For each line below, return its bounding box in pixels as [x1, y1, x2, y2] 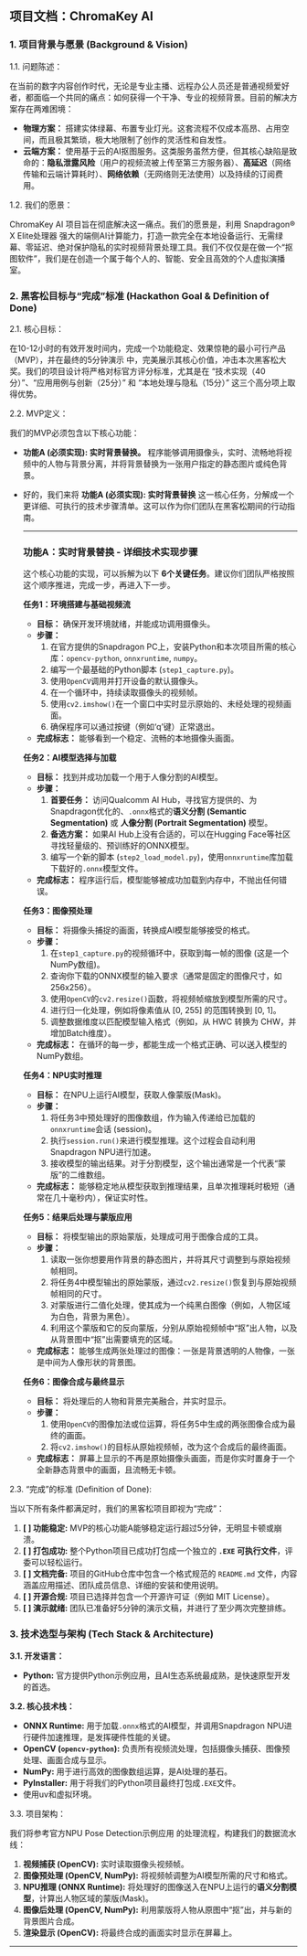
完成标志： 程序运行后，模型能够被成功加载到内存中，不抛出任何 [36, 874, 280, 885]
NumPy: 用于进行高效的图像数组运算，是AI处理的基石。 [22, 1766, 233, 1777]
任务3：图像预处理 [22, 905, 93, 916]
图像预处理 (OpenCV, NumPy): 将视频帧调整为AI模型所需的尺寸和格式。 [22, 1869, 293, 1881]
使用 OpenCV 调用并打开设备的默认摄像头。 [49, 676, 204, 687]
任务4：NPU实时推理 [22, 1070, 102, 1081]
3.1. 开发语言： [9, 1650, 65, 1662]
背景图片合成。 [22, 1915, 79, 1927]
